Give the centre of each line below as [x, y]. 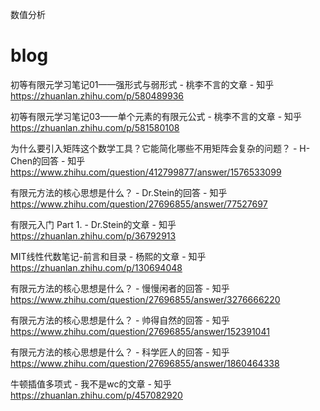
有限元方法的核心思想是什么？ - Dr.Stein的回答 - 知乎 [119, 192]
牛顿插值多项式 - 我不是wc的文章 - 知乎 [91, 384]
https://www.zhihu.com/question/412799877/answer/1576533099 [146, 172]
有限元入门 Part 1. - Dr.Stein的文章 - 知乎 [93, 224]
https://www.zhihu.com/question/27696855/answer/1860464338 [145, 363]
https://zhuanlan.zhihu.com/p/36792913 [93, 235]
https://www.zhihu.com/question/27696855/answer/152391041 [140, 331]
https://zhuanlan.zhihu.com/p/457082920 [96, 395]
